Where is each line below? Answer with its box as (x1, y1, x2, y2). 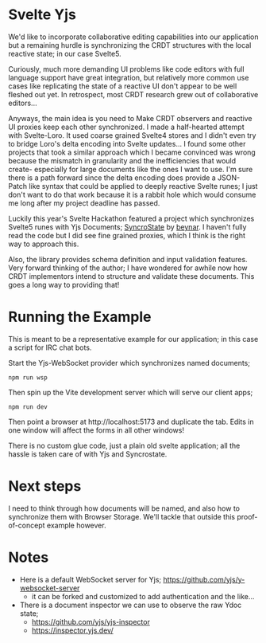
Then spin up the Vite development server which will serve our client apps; (8, 387, 253, 397)
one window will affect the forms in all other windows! (8, 425, 185, 435)
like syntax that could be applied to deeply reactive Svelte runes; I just (29, 181, 258, 190)
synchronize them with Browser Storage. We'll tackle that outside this (8, 512, 236, 521)
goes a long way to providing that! (8, 280, 120, 289)
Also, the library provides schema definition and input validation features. (8, 254, 248, 264)
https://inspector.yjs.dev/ (31, 625, 114, 635)
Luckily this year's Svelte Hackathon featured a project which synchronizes (8, 214, 255, 223)
